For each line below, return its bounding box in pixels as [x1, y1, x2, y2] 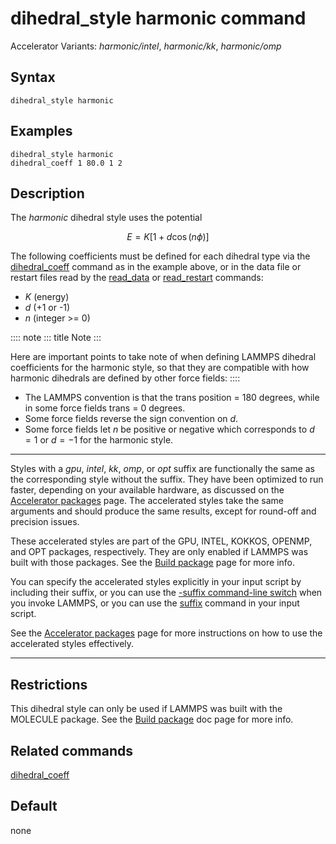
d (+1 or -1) [24, 302, 71, 314]
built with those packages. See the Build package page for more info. [10, 557, 295, 569]
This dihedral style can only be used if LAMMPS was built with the [10, 703, 283, 715]
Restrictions [10, 676, 88, 693]
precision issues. [10, 516, 80, 528]
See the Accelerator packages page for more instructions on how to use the [10, 627, 323, 639]
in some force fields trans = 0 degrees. [24, 402, 186, 414]
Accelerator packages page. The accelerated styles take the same [10, 495, 284, 507]
